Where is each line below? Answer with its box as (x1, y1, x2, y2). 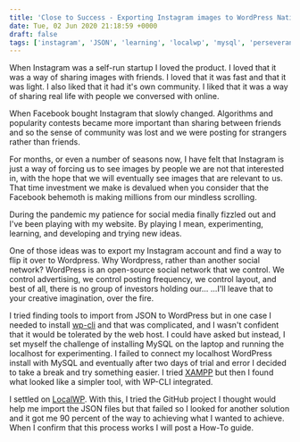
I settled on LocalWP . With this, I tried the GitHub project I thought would (9, 394, 277, 404)
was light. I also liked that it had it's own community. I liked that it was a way (9, 81, 288, 92)
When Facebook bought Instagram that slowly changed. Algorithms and (9, 108, 274, 119)
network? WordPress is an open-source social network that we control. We (9, 264, 285, 275)
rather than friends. (9, 137, 80, 147)
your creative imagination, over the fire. (9, 293, 154, 304)
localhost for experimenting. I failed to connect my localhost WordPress (9, 348, 272, 359)
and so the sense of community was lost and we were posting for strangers (9, 127, 287, 138)
